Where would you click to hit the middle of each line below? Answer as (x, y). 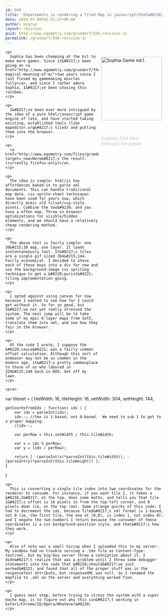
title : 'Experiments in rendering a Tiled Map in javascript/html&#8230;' (86, 15)
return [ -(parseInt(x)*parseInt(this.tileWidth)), (70, 457)
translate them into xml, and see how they (52, 322)
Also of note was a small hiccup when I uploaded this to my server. (84, 546)
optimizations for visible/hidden (42, 216)
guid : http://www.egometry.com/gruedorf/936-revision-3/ (66, 33)
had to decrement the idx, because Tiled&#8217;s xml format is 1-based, (85, 511)
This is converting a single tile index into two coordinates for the (86, 489)
